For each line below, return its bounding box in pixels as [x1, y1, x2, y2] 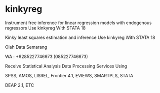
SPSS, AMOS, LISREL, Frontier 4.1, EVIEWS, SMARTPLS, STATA [5, 72, 133, 78]
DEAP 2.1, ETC [5, 82, 35, 88]
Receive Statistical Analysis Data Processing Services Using [5, 63, 127, 69]
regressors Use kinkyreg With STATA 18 [5, 25, 86, 31]
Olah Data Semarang [5, 44, 47, 50]
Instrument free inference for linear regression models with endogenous [5, 20, 152, 26]
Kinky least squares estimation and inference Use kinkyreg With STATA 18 [5, 34, 156, 40]
